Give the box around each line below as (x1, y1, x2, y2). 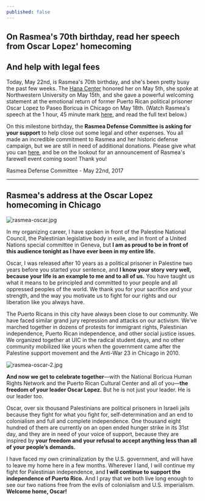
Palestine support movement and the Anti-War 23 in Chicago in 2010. (6, 349, 180, 357)
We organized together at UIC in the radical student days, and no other (6, 336, 184, 343)
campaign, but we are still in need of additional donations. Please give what (6, 142, 196, 149)
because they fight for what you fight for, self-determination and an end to (6, 410, 193, 418)
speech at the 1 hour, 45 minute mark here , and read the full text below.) (6, 111, 187, 118)
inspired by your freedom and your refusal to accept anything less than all (6, 437, 197, 444)
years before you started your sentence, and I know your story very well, (6, 265, 192, 273)
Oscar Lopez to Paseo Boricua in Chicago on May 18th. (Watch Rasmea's (6, 104, 190, 111)
